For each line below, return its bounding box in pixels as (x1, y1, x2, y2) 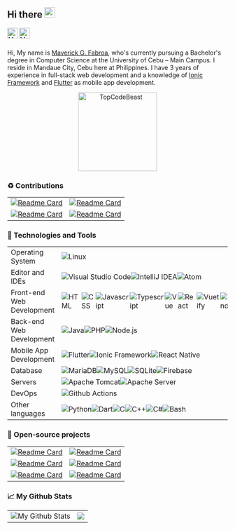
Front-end (10, 288, 45, 298)
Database (10, 366, 43, 376)
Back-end (10, 317, 45, 327)
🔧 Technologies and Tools (7, 231, 97, 240)
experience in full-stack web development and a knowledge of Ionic (7, 71, 204, 79)
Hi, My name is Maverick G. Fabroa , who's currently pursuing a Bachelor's (7, 48, 222, 57)
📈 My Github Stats (7, 491, 73, 501)
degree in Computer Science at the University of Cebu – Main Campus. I (7, 55, 215, 64)
